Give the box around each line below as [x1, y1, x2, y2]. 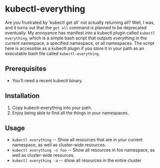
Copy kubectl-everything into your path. [12, 105, 93, 111]
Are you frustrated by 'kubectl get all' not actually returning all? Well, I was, [5, 19, 155, 25]
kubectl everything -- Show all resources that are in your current [12, 137, 143, 143]
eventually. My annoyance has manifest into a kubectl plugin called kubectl [5, 30, 155, 36]
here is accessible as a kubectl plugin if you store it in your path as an [5, 45, 144, 51]
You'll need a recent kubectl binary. [12, 77, 83, 83]
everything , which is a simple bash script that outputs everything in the [5, 35, 147, 41]
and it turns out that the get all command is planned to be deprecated [5, 24, 147, 30]
